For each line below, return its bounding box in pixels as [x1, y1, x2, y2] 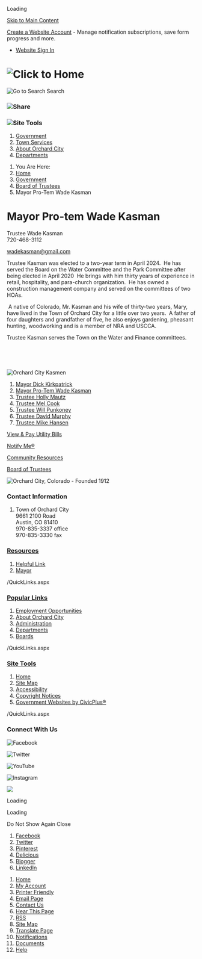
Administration [15, 619, 52, 627]
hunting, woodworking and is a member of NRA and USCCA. [7, 322, 157, 330]
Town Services [15, 138, 53, 146]
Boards [15, 632, 34, 640]
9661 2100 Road [15, 512, 56, 520]
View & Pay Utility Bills [7, 430, 63, 438]
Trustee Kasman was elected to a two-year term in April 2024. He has [7, 259, 182, 267]
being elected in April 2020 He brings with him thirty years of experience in [7, 272, 195, 279]
